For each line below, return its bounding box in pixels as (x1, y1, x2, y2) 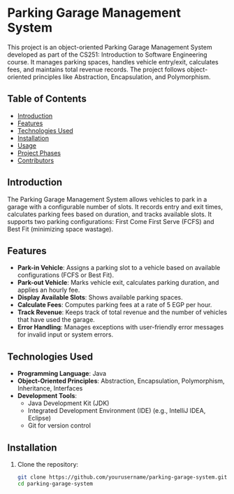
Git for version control (27, 421, 91, 430)
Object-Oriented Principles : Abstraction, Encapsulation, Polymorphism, (17, 376, 225, 386)
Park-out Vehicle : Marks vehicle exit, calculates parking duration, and (17, 278, 219, 287)
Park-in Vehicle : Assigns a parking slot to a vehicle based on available (17, 264, 221, 272)
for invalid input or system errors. (17, 330, 114, 339)
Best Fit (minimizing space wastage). (7, 225, 114, 233)
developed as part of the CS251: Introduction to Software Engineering (7, 50, 207, 59)
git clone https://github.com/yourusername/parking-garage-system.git (17, 474, 228, 481)
